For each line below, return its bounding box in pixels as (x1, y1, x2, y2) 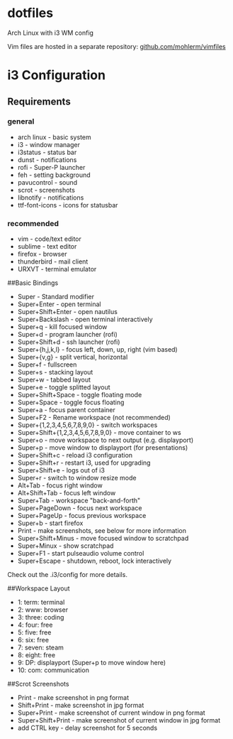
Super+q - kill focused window (17, 323, 108, 331)
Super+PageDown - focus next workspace (17, 504, 142, 512)
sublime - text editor (17, 242, 77, 251)
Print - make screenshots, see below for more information (17, 527, 186, 535)
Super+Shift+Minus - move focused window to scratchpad (17, 534, 189, 543)
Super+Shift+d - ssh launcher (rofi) (17, 338, 120, 346)
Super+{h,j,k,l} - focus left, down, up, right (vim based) (17, 345, 178, 354)
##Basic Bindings (7, 279, 59, 287)
